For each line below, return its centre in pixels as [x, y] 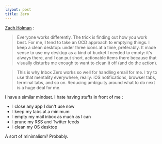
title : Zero [17, 14]
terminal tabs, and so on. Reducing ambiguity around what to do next [86, 82]
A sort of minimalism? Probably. [37, 136]
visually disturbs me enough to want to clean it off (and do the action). [87, 63]
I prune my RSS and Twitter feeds [45, 122]
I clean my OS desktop [34, 127]
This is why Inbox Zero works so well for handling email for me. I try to [87, 72]
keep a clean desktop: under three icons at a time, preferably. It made [86, 47]
